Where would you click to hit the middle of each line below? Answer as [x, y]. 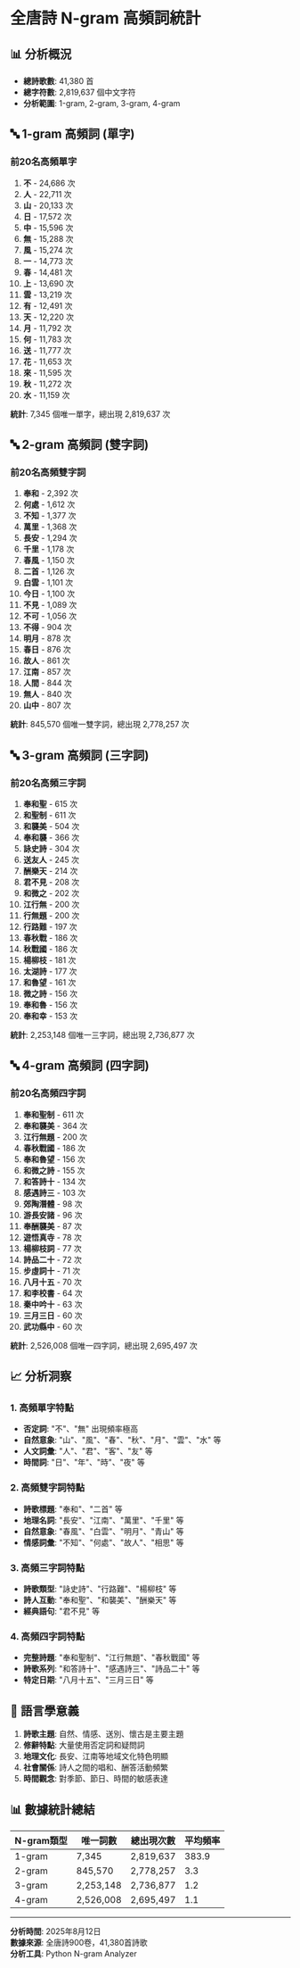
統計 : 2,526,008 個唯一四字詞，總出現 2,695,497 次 [104, 1345]
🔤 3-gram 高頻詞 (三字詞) [80, 755]
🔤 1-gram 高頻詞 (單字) [73, 134]
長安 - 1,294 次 [50, 538]
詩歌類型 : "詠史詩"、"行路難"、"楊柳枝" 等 [100, 1589]
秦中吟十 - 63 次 [53, 1304]
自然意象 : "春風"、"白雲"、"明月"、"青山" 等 [103, 1531]
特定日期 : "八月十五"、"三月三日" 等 [88, 1680]
